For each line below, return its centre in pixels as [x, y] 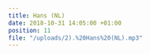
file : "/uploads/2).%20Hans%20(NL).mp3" [76, 38]
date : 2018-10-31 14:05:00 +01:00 [65, 23]
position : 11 [30, 30]
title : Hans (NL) [37, 15]
